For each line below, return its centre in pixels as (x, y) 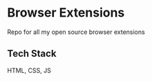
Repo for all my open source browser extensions (76, 32)
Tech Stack (32, 54)
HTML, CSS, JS (29, 70)
